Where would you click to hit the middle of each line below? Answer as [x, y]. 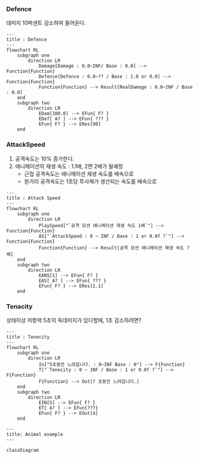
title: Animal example [35, 434]
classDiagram [23, 450]
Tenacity [20, 306]
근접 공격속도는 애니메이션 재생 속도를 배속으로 [79, 173]
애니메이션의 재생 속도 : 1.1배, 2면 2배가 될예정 [69, 166]
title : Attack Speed [33, 198]
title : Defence [27, 40]
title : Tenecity [28, 337]
